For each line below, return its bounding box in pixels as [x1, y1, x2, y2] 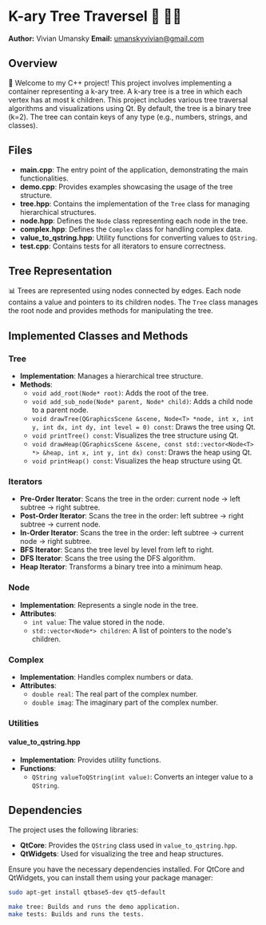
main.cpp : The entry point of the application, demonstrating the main [19, 165, 248, 174]
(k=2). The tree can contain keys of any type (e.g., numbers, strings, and [8, 112, 248, 121]
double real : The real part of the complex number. [31, 689, 198, 698]
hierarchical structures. [19, 207, 97, 216]
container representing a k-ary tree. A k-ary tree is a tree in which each [8, 86, 243, 96]
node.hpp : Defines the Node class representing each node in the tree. [19, 216, 248, 225]
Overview [8, 57, 58, 70]
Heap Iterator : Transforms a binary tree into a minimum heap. [19, 562, 224, 572]
